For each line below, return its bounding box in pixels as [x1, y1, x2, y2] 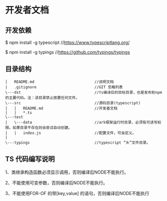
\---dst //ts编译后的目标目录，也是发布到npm [5, 90, 162, 95]
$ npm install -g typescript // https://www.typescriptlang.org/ [5, 39, 130, 45]
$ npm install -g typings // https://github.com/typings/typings [5, 49, 131, 55]
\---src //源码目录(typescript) [5, 100, 141, 105]
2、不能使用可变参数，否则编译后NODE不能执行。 [5, 180, 108, 186]
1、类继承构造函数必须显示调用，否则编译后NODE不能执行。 [5, 169, 129, 175]
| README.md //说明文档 [5, 79, 114, 84]
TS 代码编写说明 [5, 155, 55, 164]
